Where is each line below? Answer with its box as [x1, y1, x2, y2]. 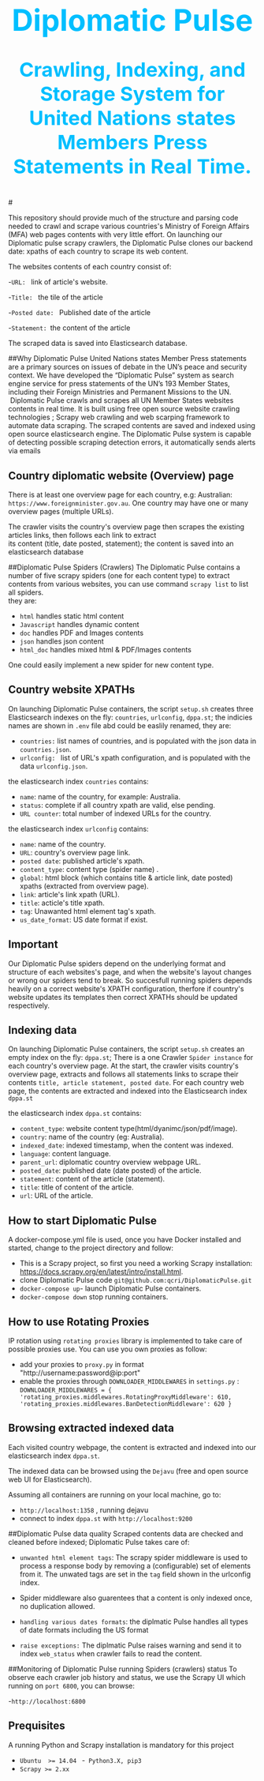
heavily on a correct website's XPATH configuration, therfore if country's [8, 983, 244, 994]
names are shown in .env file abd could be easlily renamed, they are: [8, 720, 232, 730]
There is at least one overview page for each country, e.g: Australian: [8, 490, 232, 499]
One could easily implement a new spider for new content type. [8, 660, 214, 670]
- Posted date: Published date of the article [8, 308, 151, 317]
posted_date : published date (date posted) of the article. [19, 1166, 202, 1175]
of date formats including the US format [19, 1625, 149, 1634]
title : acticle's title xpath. [19, 898, 105, 907]
